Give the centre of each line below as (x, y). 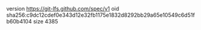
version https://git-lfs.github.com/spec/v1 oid (63, 9)
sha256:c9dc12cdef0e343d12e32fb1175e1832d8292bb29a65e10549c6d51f (101, 15)
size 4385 (46, 21)
